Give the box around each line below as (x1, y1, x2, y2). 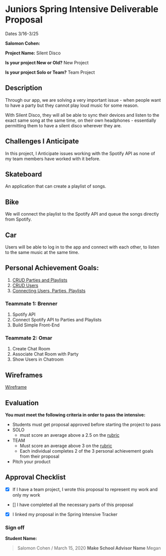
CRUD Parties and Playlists (12, 277, 68, 283)
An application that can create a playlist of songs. (5, 183, 107, 189)
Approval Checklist (5, 473, 66, 482)
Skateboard (5, 170, 42, 178)
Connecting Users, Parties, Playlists (12, 287, 86, 293)
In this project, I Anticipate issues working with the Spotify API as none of (5, 150, 156, 156)
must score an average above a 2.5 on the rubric (19, 432, 120, 438)
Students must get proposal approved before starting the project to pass (12, 422, 161, 428)
